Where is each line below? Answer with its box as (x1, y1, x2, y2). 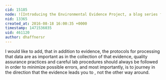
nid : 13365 (5, 16, 28, 21)
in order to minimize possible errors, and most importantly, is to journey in (5, 64, 156, 70)
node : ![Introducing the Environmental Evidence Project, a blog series (5, 12, 158, 17)
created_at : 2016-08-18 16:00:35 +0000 (5, 21, 87, 26)
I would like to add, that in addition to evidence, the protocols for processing (5, 48, 160, 54)
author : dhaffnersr (5, 35, 45, 40)
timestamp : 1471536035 (5, 26, 52, 31)
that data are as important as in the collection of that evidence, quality (5, 53, 148, 59)
